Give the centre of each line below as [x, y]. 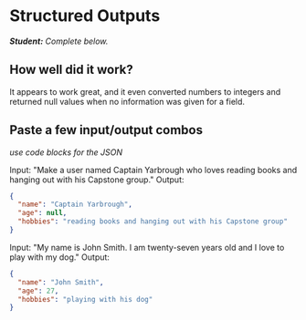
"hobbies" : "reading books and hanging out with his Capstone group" [153, 222]
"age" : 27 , [38, 291]
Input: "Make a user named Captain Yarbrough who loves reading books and [153, 170]
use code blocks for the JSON [66, 152]
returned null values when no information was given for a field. [127, 101]
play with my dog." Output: [59, 257]
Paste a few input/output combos [106, 130]
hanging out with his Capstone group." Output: [97, 180]
